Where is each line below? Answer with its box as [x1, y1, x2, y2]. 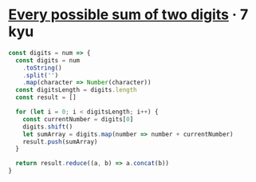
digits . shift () [22, 122, 73, 131]
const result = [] [15, 93, 77, 101]
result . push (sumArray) [22, 137, 98, 145]
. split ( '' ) [22, 71, 59, 79]
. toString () [22, 64, 62, 72]
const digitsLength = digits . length [15, 86, 137, 94]
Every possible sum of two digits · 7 [8, 6, 249, 24]
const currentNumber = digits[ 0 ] [22, 115, 134, 123]
